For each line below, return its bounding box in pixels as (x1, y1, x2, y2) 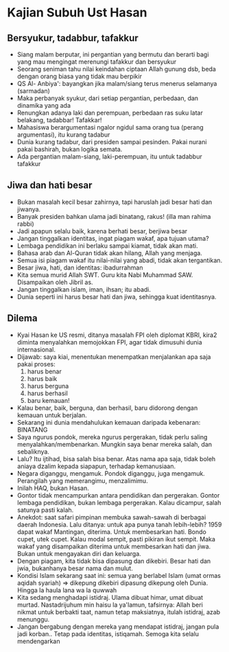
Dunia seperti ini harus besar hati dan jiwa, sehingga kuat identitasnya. (16, 292, 217, 301)
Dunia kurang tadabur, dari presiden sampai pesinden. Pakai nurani (16, 138, 207, 145)
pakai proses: (16, 360, 56, 368)
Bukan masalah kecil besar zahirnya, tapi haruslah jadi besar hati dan (16, 198, 213, 206)
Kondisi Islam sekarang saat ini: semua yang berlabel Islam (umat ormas (16, 571, 221, 579)
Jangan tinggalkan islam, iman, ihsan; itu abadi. (16, 285, 151, 293)
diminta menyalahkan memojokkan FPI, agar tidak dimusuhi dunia (16, 338, 202, 346)
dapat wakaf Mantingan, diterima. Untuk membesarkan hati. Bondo (16, 527, 207, 536)
